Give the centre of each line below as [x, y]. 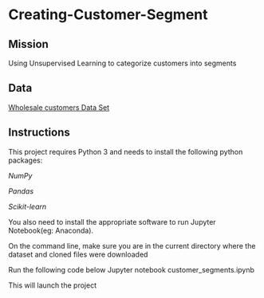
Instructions [39, 133]
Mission [29, 44]
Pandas [21, 191]
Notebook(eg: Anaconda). [51, 230]
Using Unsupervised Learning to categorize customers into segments [122, 63]
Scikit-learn [28, 206]
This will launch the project [53, 285]
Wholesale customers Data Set [59, 107]
